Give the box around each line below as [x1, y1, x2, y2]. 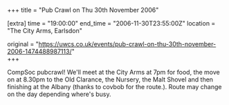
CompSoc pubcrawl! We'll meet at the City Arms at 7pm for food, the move [7, 68, 220, 76]
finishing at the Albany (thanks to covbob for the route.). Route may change [7, 83, 222, 90]
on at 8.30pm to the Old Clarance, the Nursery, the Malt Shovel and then [7, 75, 213, 84]
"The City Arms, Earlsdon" [7, 27, 83, 35]
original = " [7, 40, 39, 48]
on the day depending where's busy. [7, 90, 112, 98]
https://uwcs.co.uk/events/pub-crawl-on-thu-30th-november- [38, 40, 217, 48]
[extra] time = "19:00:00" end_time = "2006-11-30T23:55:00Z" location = [7, 19, 216, 27]
